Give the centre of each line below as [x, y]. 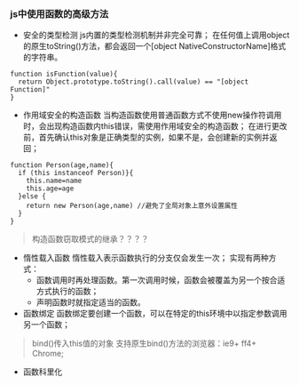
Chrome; [48, 354]
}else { [32, 197]
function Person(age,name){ [62, 165]
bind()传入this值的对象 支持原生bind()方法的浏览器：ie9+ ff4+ [144, 343]
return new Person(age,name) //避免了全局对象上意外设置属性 [132, 206]
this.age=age [50, 188]
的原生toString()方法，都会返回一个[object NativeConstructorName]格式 [154, 46]
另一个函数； [46, 325]
